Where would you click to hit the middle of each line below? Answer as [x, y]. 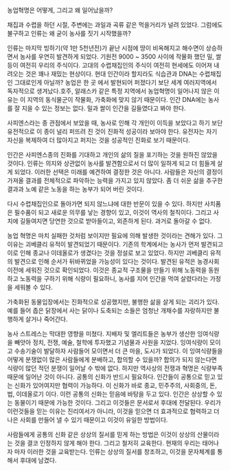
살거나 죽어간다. [46, 319]
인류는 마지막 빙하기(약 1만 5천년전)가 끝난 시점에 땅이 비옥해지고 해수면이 [106, 48]
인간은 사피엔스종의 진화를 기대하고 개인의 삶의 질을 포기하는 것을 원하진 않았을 [113, 155]
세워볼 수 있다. [34, 287]
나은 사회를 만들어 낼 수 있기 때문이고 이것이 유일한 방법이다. [88, 420]
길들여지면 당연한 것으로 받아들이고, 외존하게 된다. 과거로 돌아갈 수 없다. [116, 221]
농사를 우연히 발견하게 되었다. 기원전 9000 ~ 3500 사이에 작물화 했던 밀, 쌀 [120, 56]
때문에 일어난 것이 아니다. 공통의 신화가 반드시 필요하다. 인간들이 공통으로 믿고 [112, 377]
